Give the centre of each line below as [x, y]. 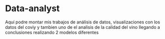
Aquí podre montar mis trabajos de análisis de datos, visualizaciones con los [82, 22]
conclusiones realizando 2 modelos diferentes [52, 32]
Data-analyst [33, 9]
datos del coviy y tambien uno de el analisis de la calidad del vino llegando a [82, 27]
